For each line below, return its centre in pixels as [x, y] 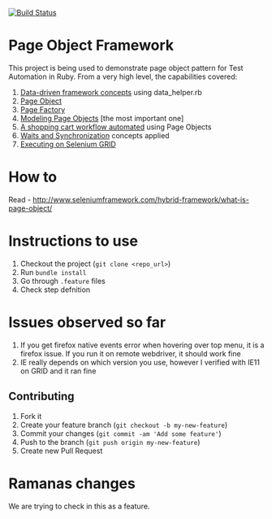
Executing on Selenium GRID [68, 144]
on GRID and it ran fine [58, 371]
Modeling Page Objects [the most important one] [102, 118]
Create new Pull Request [61, 451]
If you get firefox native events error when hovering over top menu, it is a [142, 345]
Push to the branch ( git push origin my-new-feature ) [110, 442]
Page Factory [43, 109]
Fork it [31, 416]
